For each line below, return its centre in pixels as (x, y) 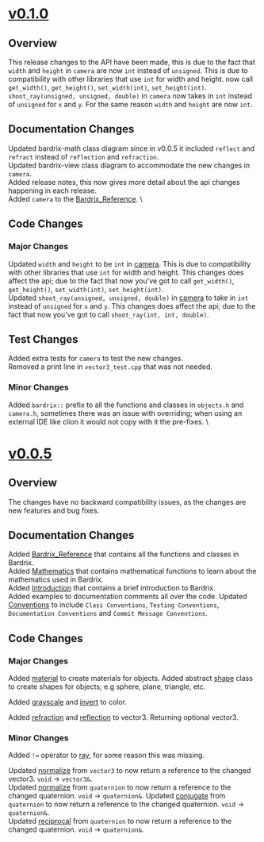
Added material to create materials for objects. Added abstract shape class (131, 679)
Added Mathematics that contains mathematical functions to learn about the (132, 571)
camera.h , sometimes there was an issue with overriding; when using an (125, 413)
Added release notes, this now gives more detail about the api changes (124, 182)
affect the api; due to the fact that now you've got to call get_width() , (121, 281)
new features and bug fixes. (54, 510)
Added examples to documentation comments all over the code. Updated (128, 597)
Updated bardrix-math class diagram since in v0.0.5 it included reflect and (132, 148)
